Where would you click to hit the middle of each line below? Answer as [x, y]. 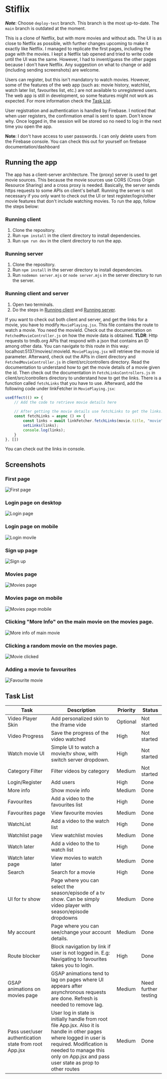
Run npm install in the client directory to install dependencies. [77, 235]
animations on [24, 989]
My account [22, 932]
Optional [126, 722]
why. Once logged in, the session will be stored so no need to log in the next [83, 121]
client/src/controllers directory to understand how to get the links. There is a [83, 378]
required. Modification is [80, 1044]
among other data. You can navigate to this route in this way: [67, 346]
